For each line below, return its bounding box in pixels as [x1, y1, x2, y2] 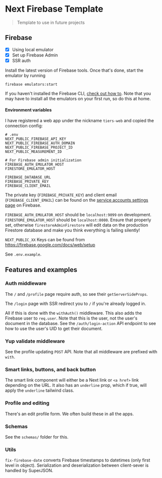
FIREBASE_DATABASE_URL [5, 175, 51, 180]
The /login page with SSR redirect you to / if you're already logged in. [5, 301, 146, 306]
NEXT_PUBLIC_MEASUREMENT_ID [5, 150, 62, 154]
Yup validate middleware [5, 338, 65, 344]
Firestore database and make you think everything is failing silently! [5, 228, 140, 233]
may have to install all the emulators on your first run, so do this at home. [5, 96, 151, 101]
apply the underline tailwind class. [5, 387, 74, 393]
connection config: [5, 123, 43, 129]
